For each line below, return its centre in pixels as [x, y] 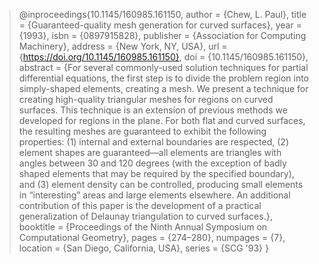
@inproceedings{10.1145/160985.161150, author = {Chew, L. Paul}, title [162, 14]
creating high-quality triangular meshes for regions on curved [146, 99]
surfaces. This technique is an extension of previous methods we [153, 110]
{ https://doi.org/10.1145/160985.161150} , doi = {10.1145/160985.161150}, [163, 57]
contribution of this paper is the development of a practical [140, 205]
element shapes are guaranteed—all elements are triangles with [150, 152]
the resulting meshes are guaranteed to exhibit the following [142, 131]
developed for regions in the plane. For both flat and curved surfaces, [162, 120]
